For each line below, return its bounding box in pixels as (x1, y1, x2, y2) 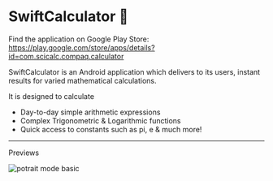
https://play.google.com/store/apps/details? (8, 42, 156, 52)
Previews (8, 148, 39, 157)
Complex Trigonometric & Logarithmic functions (19, 115, 181, 125)
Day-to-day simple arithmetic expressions (19, 107, 161, 117)
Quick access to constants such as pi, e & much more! (19, 124, 202, 134)
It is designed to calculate (8, 91, 95, 101)
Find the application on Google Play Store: (8, 34, 149, 44)
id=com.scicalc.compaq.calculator (8, 51, 124, 61)
